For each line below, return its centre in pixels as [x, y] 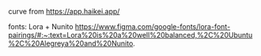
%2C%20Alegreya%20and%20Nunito [71, 43]
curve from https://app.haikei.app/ [64, 11]
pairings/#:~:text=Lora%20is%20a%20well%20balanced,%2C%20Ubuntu [130, 35]
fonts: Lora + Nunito [41, 26]
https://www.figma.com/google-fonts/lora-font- [153, 26]
